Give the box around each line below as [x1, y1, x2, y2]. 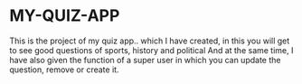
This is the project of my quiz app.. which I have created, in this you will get [9, 35, 290, 46]
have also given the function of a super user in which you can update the [9, 54, 281, 65]
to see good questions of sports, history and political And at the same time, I [9, 44, 294, 55]
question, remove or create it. [9, 64, 119, 75]
